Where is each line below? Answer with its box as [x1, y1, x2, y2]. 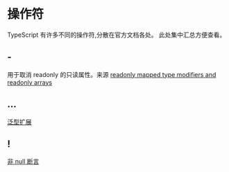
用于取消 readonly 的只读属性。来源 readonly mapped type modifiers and [7, 70, 217, 78]
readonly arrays [7, 78, 53, 87]
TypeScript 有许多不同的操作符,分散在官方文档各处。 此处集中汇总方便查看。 [7, 31, 226, 39]
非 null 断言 [7, 157, 40, 166]
